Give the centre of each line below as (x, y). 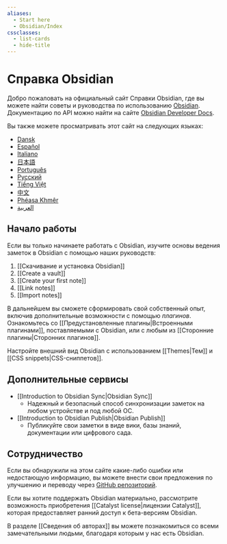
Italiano (27, 153)
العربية (25, 207)
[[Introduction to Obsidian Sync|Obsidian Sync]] (84, 396)
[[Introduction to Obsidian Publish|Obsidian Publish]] (91, 418)
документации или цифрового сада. (80, 432)
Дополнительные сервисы (68, 380)
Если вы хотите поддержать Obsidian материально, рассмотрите (103, 498)
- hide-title (32, 45)
